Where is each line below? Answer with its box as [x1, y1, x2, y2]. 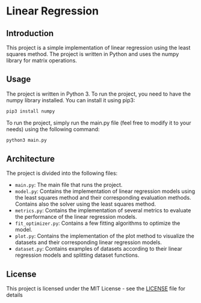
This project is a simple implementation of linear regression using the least [6, 44, 191, 51]
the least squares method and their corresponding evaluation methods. [14, 194, 191, 201]
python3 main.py [6, 137, 47, 143]
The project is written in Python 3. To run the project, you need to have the [6, 90, 191, 97]
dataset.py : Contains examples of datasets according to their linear [14, 245, 182, 252]
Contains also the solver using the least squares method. [14, 200, 156, 208]
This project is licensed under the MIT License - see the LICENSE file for [6, 285, 185, 292]
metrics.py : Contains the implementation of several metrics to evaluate [14, 207, 191, 214]
